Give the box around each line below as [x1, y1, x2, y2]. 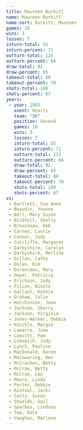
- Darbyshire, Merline [8, 250, 64, 256]
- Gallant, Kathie [8, 289, 54, 295]
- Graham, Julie [8, 294, 49, 300]
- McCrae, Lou [8, 371, 43, 377]
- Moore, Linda [8, 376, 46, 383]
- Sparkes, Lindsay [8, 404, 57, 410]
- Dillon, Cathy [8, 256, 49, 262]
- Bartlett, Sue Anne [8, 201, 61, 207]
